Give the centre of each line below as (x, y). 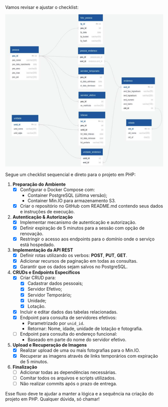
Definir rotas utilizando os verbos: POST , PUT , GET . (73, 256)
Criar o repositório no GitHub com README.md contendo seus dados (92, 206)
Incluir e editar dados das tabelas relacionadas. (69, 312)
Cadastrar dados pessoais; (55, 283)
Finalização (25, 367)
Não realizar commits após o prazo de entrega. (68, 384)
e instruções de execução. (47, 211)
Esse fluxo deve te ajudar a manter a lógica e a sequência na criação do (79, 394)
